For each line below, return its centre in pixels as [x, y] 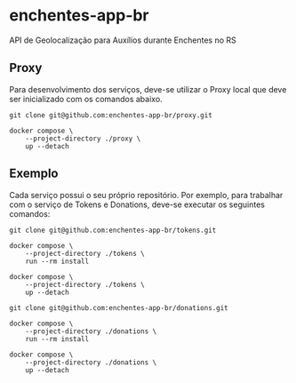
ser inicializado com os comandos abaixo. [86, 99]
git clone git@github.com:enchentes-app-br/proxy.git [111, 115]
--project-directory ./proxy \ [83, 139]
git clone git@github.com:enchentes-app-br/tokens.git [113, 230]
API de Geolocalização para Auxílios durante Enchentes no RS [123, 40]
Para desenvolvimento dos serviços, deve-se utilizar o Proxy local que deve [148, 89]
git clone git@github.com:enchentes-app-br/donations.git [119, 307]
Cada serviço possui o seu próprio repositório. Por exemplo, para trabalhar [146, 195]
